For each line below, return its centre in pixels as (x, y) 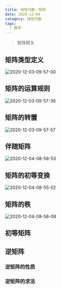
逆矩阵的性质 (20, 267)
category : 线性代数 (23, 19)
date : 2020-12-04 (23, 14)
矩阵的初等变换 (28, 175)
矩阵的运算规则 (28, 89)
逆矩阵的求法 (20, 281)
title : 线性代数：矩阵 (26, 10)
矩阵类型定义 (24, 60)
